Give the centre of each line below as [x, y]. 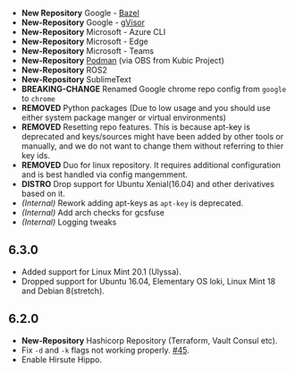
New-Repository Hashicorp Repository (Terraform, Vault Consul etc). [149, 340]
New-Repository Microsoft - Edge [84, 41]
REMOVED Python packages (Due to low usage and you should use [146, 108]
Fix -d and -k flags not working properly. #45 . [105, 350]
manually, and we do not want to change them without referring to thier [152, 146]
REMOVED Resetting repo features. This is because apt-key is [136, 127]
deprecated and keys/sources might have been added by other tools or [152, 136]
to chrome [38, 98]
